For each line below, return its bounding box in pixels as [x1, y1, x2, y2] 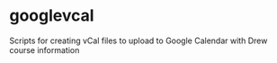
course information [9, 44, 80, 55]
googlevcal [9, 5, 94, 26]
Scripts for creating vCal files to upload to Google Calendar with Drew [9, 35, 268, 46]
